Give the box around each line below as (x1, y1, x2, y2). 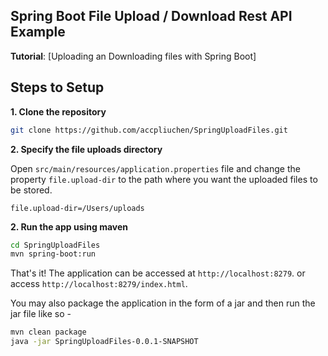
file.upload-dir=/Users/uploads (10, 203, 145, 213)
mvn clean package (10, 327, 87, 338)
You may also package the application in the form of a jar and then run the (10, 297, 316, 309)
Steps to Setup (10, 79, 105, 96)
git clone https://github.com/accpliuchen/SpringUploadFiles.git (10, 125, 288, 135)
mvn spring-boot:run (10, 249, 97, 259)
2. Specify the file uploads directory (10, 143, 163, 155)
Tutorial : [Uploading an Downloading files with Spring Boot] (10, 50, 257, 62)
